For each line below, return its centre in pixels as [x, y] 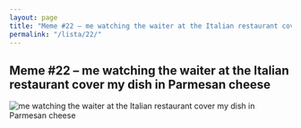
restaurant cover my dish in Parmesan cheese [140, 85]
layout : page [34, 17]
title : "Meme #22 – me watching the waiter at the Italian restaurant [144, 26]
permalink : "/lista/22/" [56, 34]
